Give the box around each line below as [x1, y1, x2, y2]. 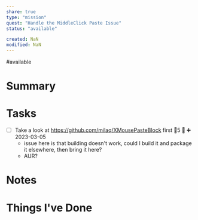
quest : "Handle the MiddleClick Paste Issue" [6, 20, 121, 26]
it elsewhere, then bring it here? [23, 146, 102, 153]
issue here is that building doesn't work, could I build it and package [23, 140, 193, 147]
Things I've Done [6, 201, 93, 215]
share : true [6, 8, 36, 15]
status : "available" [6, 25, 58, 32]
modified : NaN [6, 42, 42, 48]
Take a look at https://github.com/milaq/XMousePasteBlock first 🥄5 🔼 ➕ [14, 126, 191, 134]
